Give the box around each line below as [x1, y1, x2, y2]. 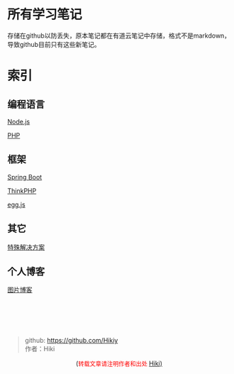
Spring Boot [7, 172, 43, 181]
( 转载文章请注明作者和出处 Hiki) [75, 359, 163, 368]
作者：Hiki [24, 345, 55, 353]
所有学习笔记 [7, 6, 83, 23]
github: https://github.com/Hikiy [24, 336, 118, 345]
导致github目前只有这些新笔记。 [7, 40, 101, 48]
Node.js [7, 117, 30, 126]
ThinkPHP [7, 186, 37, 195]
